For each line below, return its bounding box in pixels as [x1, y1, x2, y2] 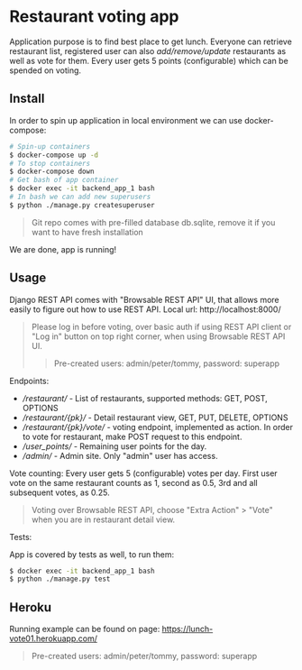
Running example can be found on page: [9, 624, 160, 635]
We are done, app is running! [9, 243, 117, 254]
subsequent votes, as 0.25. [9, 487, 110, 498]
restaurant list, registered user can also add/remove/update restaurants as [9, 45, 287, 56]
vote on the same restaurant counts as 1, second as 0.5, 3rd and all [9, 477, 259, 488]
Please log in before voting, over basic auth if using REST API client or [31, 321, 292, 332]
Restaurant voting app [9, 6, 179, 27]
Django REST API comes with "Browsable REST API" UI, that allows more [9, 294, 279, 305]
